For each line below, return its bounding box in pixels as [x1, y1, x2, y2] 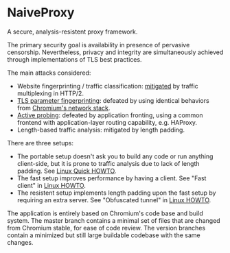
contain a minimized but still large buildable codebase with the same [7, 231, 200, 239]
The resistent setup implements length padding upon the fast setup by [16, 189, 216, 197]
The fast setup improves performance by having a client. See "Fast [16, 173, 207, 182]
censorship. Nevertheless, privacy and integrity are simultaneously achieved [7, 48, 224, 56]
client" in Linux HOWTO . [16, 181, 86, 189]
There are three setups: [7, 138, 74, 147]
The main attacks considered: [7, 69, 91, 77]
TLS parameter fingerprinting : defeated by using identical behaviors [16, 96, 209, 104]
